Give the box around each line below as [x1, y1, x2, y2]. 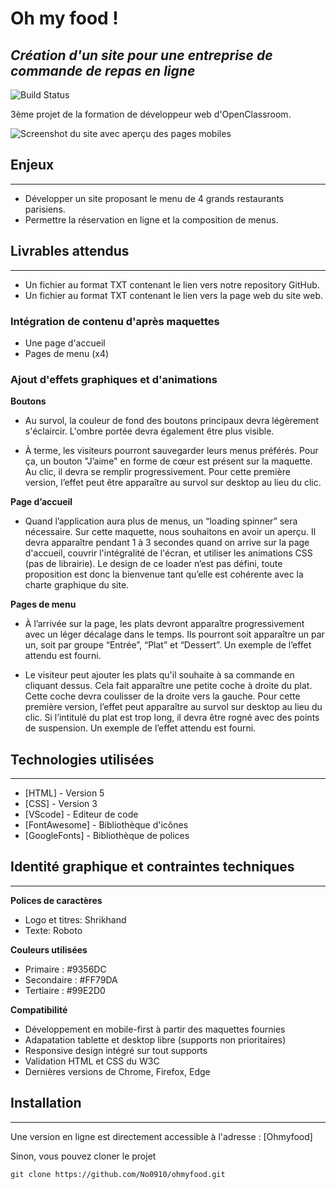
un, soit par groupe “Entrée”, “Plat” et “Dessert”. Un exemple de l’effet [24, 639, 312, 651]
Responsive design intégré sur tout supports [24, 1044, 208, 1056]
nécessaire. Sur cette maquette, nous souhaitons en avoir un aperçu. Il [24, 526, 317, 538]
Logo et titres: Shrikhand [24, 913, 127, 926]
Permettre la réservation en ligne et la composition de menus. [24, 213, 279, 226]
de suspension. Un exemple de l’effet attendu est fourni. [24, 722, 257, 734]
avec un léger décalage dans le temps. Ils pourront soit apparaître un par [24, 628, 325, 641]
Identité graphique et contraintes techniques [10, 858, 295, 876]
